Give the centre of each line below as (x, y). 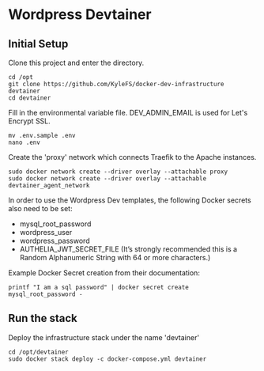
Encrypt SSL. (30, 121)
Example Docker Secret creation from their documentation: (104, 273)
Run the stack (43, 318)
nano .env (25, 142)
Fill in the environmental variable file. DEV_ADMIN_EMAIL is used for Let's (128, 113)
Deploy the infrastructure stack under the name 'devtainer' (104, 337)
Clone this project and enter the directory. (76, 62)
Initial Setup (38, 44)
